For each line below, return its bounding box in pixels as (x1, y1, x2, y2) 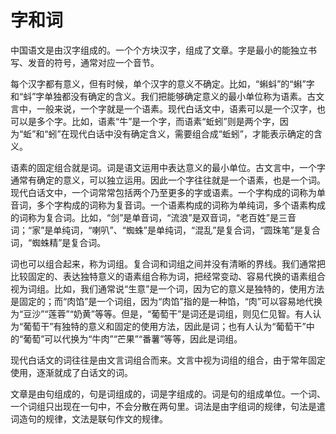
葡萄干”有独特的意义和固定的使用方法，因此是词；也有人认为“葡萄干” (23, 320, 307, 332)
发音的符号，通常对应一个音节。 (27, 56, 160, 68)
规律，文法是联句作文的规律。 (44, 412, 168, 425)
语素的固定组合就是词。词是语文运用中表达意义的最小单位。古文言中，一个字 (10, 161, 326, 173)
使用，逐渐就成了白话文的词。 (10, 366, 133, 378)
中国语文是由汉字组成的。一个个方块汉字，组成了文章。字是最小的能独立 (10, 44, 308, 56)
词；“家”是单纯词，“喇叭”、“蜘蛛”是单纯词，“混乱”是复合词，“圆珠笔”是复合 (10, 224, 321, 236)
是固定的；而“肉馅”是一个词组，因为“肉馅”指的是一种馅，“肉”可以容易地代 (10, 295, 314, 307)
